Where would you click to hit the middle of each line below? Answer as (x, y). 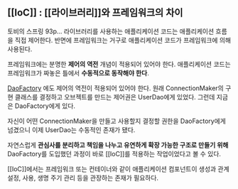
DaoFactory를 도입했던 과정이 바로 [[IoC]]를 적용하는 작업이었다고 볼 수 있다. (114, 153)
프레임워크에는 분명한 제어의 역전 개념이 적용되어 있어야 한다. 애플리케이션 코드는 (119, 64)
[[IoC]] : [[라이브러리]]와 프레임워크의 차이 (95, 13)
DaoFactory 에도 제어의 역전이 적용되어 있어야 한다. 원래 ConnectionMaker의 (115, 88)
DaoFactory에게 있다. (45, 106)
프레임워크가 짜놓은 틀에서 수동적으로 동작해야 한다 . (78, 72)
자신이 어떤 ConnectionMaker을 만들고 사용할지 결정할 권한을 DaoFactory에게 (117, 121)
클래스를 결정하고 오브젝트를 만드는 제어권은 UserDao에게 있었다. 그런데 (115, 97)
